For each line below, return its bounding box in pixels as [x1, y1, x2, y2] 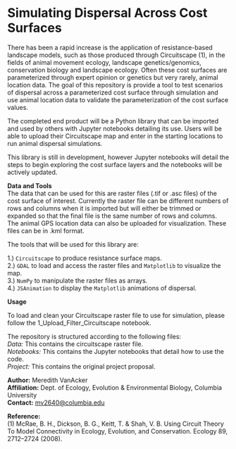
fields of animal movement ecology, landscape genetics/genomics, [7, 58, 202, 66]
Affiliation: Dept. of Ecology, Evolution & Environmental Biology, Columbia [7, 383, 223, 392]
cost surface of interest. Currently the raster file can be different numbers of [7, 196, 229, 205]
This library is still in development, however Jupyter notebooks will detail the [7, 153, 230, 161]
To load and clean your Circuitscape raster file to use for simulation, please [7, 311, 225, 319]
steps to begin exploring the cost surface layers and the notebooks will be [7, 160, 223, 168]
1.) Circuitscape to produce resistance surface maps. [7, 254, 162, 262]
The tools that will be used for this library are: [7, 240, 139, 248]
